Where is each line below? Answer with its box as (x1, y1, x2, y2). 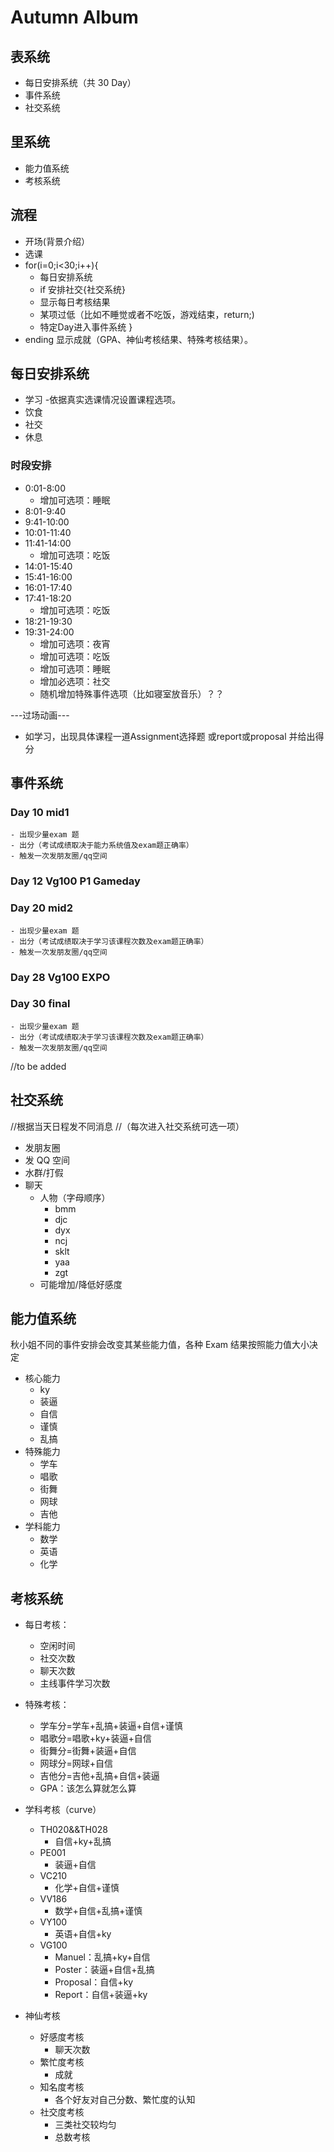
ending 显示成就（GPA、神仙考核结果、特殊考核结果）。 (24, 333, 254, 345)
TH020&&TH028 (39, 1824, 108, 1836)
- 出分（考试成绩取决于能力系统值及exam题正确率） (10, 841, 194, 851)
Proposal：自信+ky (54, 1976, 134, 1988)
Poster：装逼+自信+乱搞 (54, 1964, 155, 1976)
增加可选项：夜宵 (39, 637, 111, 650)
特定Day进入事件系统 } (39, 321, 133, 333)
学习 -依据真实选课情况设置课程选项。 (24, 394, 182, 406)
